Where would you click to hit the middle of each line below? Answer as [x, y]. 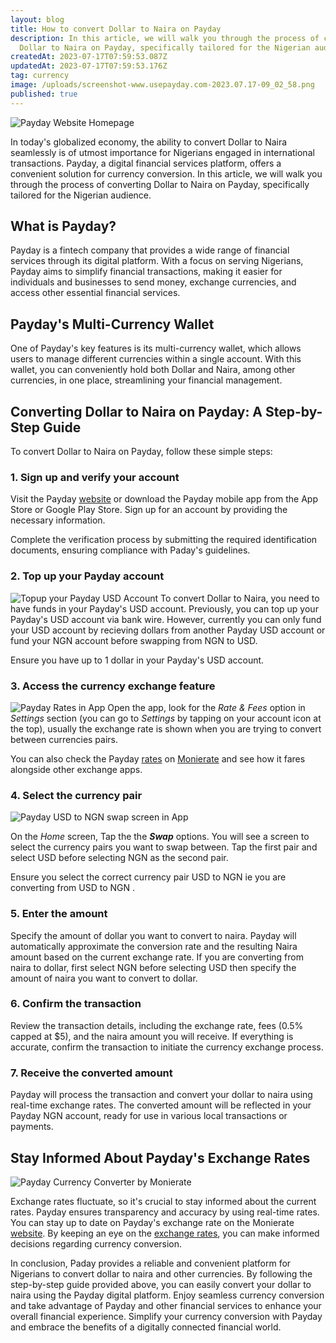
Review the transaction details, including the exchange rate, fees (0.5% [157, 1025]
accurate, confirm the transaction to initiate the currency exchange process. [167, 1047]
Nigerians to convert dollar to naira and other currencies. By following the [161, 1273]
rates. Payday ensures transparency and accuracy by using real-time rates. [165, 1212]
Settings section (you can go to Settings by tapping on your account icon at [166, 718]
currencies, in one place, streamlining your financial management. [146, 380]
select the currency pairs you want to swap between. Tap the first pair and [164, 847]
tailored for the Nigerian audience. [81, 195]
